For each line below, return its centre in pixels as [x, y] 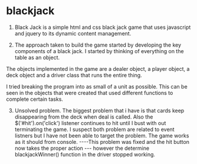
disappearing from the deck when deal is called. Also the [84, 117]
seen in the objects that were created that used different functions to [90, 93]
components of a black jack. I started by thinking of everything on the [99, 51]
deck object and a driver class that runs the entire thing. [74, 75]
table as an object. [37, 57]
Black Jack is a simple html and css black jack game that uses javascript [103, 27]
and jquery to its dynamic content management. [73, 33]
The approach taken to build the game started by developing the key [98, 45]
